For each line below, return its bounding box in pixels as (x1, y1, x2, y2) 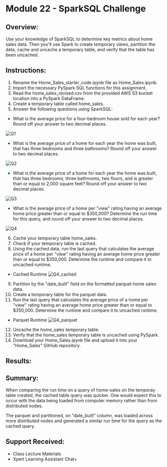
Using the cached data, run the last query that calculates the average (12, 245, 155, 251)
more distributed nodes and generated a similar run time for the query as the (5, 418, 162, 424)
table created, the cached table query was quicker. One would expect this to (5, 392, 162, 398)
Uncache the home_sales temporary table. (12, 327, 100, 333)
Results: (5, 357, 32, 365)
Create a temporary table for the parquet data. (12, 291, 108, 297)
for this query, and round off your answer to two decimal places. (12, 216, 144, 222)
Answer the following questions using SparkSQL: (12, 106, 113, 112)
